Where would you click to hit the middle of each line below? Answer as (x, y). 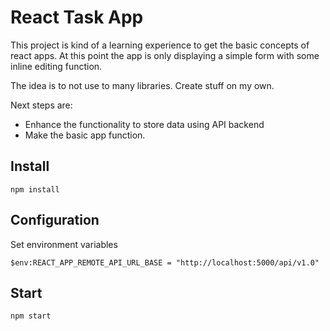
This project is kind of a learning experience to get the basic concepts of (160, 45)
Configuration (55, 220)
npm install (35, 189)
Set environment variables (64, 244)
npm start (31, 316)
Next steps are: (41, 105)
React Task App (77, 17)
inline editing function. (56, 66)
